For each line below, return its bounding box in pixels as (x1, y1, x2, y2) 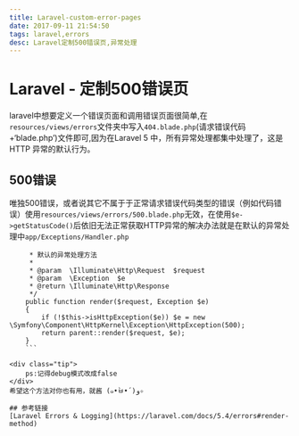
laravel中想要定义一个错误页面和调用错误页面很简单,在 (9, 111, 208, 121)
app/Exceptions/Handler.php (25, 233, 129, 242)
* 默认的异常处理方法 (29, 251, 98, 259)
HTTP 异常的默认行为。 (9, 144, 96, 154)
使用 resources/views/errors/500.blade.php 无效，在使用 (24, 209, 232, 219)
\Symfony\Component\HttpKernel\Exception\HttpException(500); (9, 321, 245, 330)
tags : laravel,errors (9, 29, 90, 38)
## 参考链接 (9, 404, 49, 413)
